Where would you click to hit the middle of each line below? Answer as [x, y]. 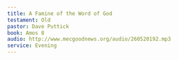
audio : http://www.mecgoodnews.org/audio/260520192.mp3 [89, 39]
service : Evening [32, 46]
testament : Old [29, 20]
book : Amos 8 [26, 33]
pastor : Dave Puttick [38, 26]
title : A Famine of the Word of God [60, 13]
